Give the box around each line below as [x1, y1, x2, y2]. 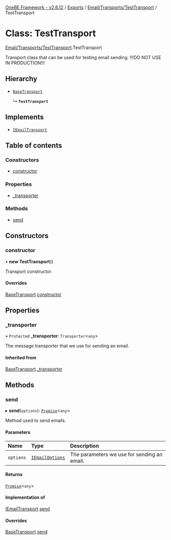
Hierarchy [5, 75, 38, 83]
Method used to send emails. [5, 418, 66, 424]
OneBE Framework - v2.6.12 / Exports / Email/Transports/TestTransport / [5, 5, 157, 10]
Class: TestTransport [5, 28, 96, 39]
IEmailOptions [31, 454, 65, 460]
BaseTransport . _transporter [5, 366, 63, 372]
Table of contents [5, 141, 62, 150]
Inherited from [5, 355, 37, 361]
